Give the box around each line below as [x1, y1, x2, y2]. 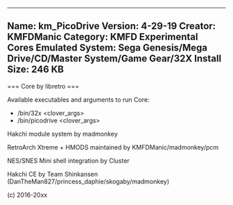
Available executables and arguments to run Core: [7, 95, 150, 104]
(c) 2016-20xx [7, 190, 48, 199]
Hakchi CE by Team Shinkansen [7, 170, 98, 178]
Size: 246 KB [7, 64, 64, 75]
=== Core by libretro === [7, 82, 80, 90]
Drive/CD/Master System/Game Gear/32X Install [7, 53, 222, 64]
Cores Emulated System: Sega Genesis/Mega [7, 42, 208, 54]
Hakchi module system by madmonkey [7, 130, 118, 138]
